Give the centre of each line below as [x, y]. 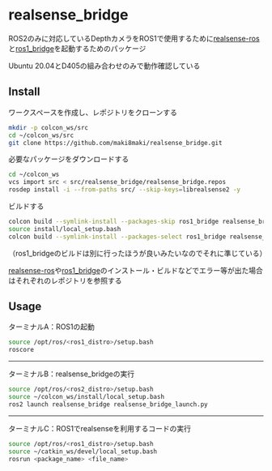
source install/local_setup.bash [65, 229]
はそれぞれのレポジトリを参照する [65, 280]
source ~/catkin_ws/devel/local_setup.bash [83, 452]
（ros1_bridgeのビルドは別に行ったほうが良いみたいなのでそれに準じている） [138, 253]
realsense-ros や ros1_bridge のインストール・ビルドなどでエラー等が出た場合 [136, 270]
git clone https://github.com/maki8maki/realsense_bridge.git [115, 143]
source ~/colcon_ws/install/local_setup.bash [86, 397]
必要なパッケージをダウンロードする [69, 159]
